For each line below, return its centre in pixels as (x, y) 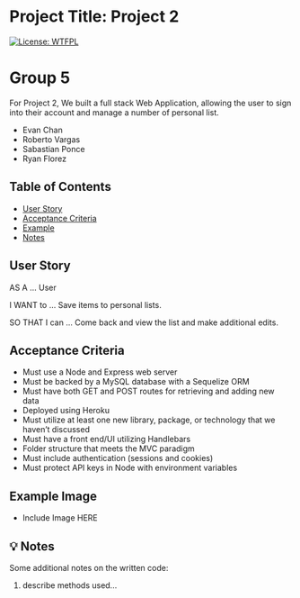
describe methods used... (70, 585)
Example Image (53, 496)
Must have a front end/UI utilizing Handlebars (106, 439)
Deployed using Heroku (66, 411)
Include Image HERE (60, 518)
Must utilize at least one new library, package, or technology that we (149, 420)
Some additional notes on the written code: (89, 567)
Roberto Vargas (51, 139)
